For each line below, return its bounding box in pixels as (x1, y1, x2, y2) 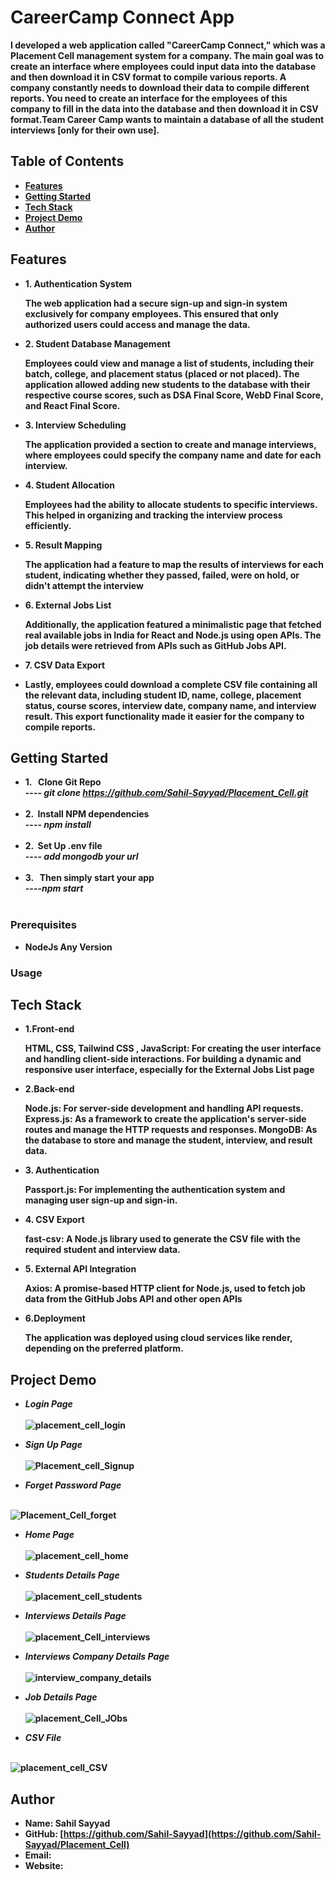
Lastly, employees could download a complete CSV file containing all (24, 678, 318, 690)
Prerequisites (10, 918, 77, 932)
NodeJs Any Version (24, 941, 113, 953)
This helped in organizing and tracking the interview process (24, 509, 283, 521)
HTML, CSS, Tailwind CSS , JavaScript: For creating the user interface (24, 1042, 322, 1055)
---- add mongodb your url (24, 851, 139, 863)
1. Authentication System (24, 277, 132, 290)
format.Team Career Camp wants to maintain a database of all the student (10, 113, 325, 125)
